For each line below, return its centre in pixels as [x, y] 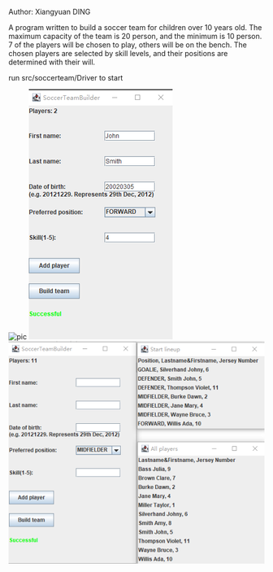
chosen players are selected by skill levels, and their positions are [118, 53]
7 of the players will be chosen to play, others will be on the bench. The [128, 45]
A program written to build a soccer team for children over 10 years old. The [135, 27]
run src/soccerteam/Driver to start [66, 78]
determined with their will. [52, 62]
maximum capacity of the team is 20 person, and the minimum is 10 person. [135, 36]
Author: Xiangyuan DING [50, 12]
